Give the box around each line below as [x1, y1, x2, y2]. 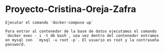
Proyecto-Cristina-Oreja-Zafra [5, 3, 136, 15]
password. [5, 41, 26, 47]
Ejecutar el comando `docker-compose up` [5, 20, 94, 25]
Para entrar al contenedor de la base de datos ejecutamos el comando [5, 28, 157, 33]
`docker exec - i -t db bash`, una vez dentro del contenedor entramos [5, 33, 159, 38]
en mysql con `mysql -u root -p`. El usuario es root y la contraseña [5, 37, 159, 42]
